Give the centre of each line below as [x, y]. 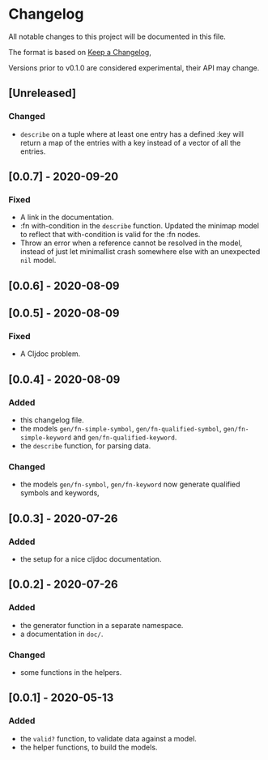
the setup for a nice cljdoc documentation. [91, 559]
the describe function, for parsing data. [85, 446]
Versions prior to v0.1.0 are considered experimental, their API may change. [134, 68]
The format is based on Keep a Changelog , [80, 52]
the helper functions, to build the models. [89, 747]
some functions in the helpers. [71, 673]
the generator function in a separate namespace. [102, 625]
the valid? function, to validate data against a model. [108, 738]
